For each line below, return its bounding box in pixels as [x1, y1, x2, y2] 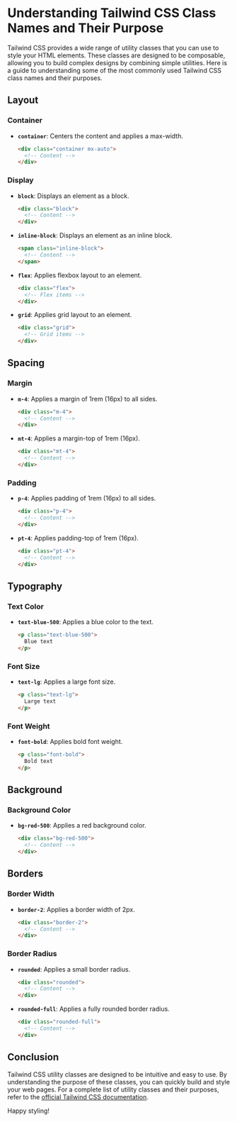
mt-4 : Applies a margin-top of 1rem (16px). [17, 434, 140, 443]
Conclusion [7, 1051, 59, 1063]
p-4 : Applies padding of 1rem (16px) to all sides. [17, 494, 156, 503]
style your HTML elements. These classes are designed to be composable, [7, 51, 226, 60]
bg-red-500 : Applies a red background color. [17, 821, 146, 830]
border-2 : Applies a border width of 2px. [17, 905, 136, 913]
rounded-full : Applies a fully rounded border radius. [17, 1005, 170, 1013]
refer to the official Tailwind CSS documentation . [7, 1092, 149, 1101]
